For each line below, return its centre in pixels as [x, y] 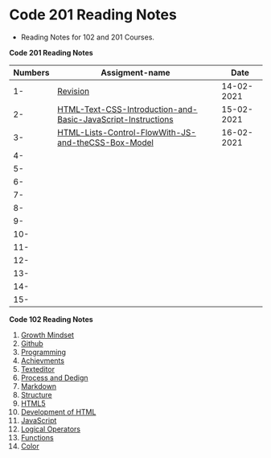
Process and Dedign [54, 378]
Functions [37, 437]
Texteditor [38, 369]
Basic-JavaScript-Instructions [115, 119]
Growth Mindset [47, 335]
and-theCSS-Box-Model [105, 142]
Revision [73, 91]
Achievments [43, 361]
